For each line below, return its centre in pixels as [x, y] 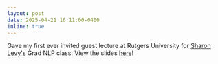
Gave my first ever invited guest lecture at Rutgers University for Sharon [109, 46]
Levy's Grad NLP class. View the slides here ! [70, 53]
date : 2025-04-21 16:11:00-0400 [53, 20]
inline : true [26, 26]
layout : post [26, 13]
